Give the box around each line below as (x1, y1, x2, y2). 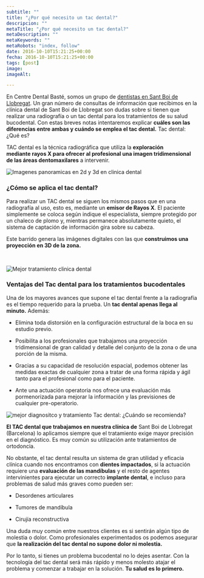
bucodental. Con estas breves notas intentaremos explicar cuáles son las (6, 119, 191, 127)
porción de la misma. (15, 350, 68, 357)
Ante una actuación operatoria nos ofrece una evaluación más (15, 386, 171, 394)
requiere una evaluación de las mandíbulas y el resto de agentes (6, 467, 170, 475)
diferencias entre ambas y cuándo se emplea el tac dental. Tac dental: (6, 125, 186, 133)
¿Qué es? (6, 132, 30, 139)
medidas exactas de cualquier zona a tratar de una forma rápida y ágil (15, 368, 191, 375)
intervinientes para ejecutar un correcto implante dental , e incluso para (6, 473, 186, 481)
